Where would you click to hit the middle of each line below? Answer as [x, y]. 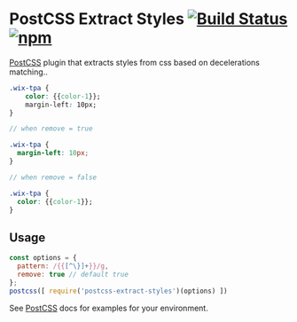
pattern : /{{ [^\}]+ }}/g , [63, 266]
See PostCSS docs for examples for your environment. [109, 308]
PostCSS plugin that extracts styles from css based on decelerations [134, 62]
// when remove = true [51, 129]
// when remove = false [53, 177]
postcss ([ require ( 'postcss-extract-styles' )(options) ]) [118, 291]
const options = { [43, 258]
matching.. [29, 72]
